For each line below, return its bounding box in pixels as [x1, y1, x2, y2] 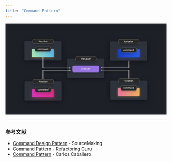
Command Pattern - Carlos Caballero [12, 151, 91, 157]
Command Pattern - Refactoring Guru [12, 146, 92, 152]
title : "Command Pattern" [5, 8, 60, 13]
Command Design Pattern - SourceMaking [12, 140, 102, 147]
